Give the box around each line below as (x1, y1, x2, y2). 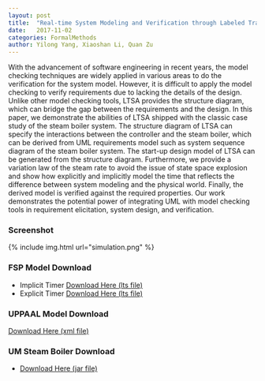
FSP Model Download (8, 262, 92, 273)
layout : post (8, 11, 51, 20)
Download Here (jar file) (19, 364, 98, 373)
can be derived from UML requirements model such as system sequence (8, 138, 245, 148)
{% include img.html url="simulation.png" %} (8, 242, 155, 252)
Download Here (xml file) (8, 327, 89, 336)
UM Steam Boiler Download (8, 346, 115, 357)
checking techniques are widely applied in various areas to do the (8, 71, 222, 80)
